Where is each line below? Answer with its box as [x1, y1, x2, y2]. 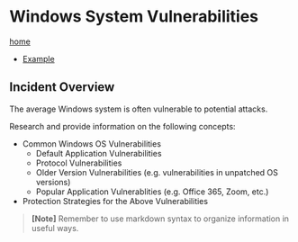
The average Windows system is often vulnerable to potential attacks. [9, 103, 268, 114]
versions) [35, 176, 71, 187]
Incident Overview [9, 79, 115, 95]
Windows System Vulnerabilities [9, 6, 259, 27]
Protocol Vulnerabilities [35, 157, 122, 168]
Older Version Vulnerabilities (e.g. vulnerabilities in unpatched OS [35, 166, 279, 177]
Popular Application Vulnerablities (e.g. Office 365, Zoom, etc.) [35, 186, 269, 197]
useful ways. [31, 222, 79, 233]
